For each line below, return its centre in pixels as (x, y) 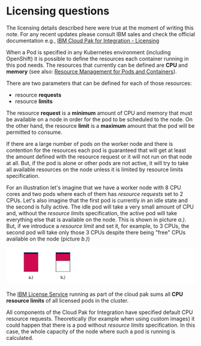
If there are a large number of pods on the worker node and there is (90, 143)
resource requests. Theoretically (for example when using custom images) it (100, 319)
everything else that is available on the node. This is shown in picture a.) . (96, 219)
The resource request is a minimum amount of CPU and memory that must (99, 113)
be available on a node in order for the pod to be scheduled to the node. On (100, 119)
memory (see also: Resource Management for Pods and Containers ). (91, 71)
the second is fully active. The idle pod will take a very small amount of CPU (100, 207)
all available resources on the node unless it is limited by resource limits (95, 169)
